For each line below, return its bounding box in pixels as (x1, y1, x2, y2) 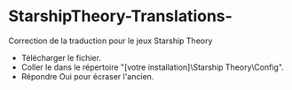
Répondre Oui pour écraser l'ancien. (20, 71, 154, 81)
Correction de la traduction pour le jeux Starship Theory (8, 35, 213, 46)
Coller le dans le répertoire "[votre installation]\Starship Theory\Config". (20, 62, 285, 72)
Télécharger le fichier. (20, 52, 101, 63)
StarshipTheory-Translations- (8, 6, 233, 26)
